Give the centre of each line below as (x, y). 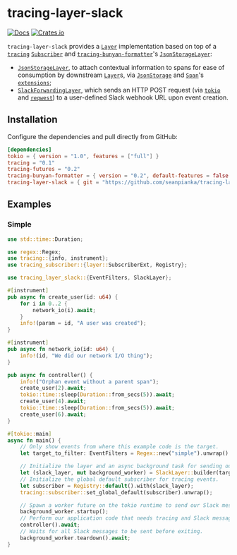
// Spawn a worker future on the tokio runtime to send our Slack (120, 505)
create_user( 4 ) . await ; (53, 401)
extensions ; (34, 82)
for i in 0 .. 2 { (44, 304)
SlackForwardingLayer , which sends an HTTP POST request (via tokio (119, 90)
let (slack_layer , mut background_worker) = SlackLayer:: (107, 473)
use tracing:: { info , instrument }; (58, 258)
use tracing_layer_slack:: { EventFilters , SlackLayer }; (90, 278)
